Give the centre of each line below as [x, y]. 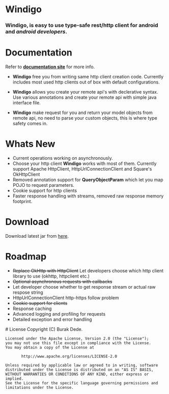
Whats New [30, 144]
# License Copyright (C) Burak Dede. [44, 329]
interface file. [26, 103]
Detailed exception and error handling [52, 319]
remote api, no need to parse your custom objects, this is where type [85, 118]
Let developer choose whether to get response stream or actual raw [84, 287]
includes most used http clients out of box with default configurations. [86, 82]
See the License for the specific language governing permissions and [82, 383]
